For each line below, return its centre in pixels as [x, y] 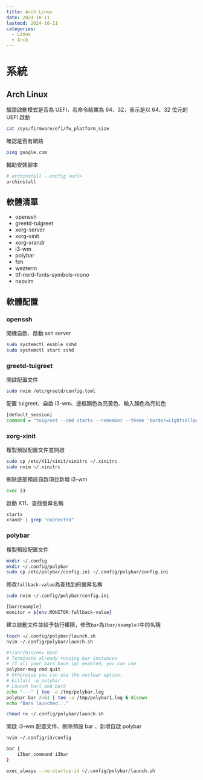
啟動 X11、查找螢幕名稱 [35, 503]
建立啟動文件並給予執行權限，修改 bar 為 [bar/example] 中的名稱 [84, 624]
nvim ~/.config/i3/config [39, 738]
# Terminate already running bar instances [62, 658]
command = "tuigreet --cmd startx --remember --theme [76, 421]
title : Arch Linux [29, 12]
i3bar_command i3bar [43, 755]
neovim [24, 281]
